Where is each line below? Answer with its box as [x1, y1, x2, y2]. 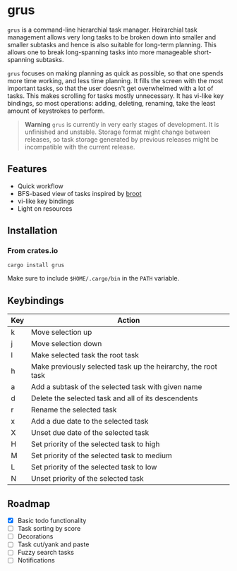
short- [193, 48, 212, 56]
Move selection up [30, 327, 92, 337]
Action [117, 316, 140, 326]
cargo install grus [7, 262, 65, 269]
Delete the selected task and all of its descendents [30, 393, 198, 403]
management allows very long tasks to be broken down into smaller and [7, 32, 217, 41]
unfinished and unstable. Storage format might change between [24, 128, 211, 136]
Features [7, 163, 47, 175]
